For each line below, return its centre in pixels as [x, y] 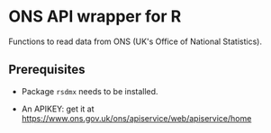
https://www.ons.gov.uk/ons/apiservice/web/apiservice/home [136, 118]
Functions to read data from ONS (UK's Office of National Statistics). [135, 41]
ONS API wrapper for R [95, 17]
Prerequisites [47, 70]
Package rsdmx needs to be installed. [90, 91]
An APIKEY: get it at [58, 109]
